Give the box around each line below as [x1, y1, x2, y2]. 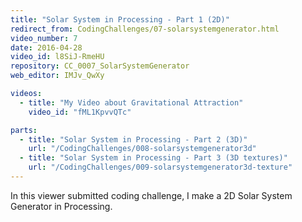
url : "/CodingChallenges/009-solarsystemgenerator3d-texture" [28, 162, 293, 173]
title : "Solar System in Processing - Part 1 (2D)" [10, 14, 230, 25]
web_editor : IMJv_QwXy [10, 71, 105, 81]
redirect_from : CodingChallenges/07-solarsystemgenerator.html [10, 24, 280, 34]
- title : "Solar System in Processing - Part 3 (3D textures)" [19, 153, 288, 163]
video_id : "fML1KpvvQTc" [28, 107, 132, 117]
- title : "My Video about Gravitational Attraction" [19, 97, 244, 108]
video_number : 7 [10, 33, 78, 43]
